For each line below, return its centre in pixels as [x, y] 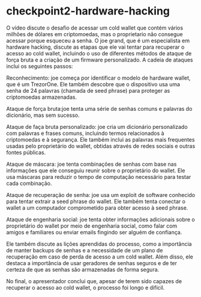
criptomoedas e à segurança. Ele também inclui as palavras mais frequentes [100, 139]
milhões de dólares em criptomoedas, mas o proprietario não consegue [94, 34]
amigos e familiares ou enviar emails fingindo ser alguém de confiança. [94, 232]
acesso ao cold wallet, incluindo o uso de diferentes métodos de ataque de [99, 53]
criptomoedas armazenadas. [41, 97]
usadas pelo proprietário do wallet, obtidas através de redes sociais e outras [101, 146]
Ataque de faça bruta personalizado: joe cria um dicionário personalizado [97, 127]
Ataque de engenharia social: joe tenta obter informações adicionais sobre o [100, 219]
